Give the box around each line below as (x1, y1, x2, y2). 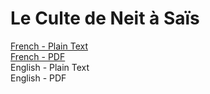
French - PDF (10, 50, 66, 62)
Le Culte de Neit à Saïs (10, 7, 200, 30)
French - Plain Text (10, 40, 88, 52)
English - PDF (10, 72, 67, 84)
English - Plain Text (10, 61, 90, 73)
